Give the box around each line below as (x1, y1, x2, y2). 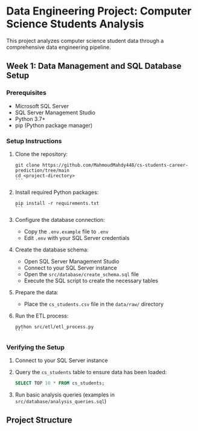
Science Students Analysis (6, 17, 144, 31)
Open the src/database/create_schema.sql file (24, 270, 139, 277)
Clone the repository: (14, 150, 68, 158)
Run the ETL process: (14, 312, 69, 319)
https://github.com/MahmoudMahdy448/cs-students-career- (42, 162, 188, 168)
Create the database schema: (14, 246, 89, 253)
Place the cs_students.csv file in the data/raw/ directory (24, 300, 164, 308)
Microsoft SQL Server (14, 102, 69, 109)
